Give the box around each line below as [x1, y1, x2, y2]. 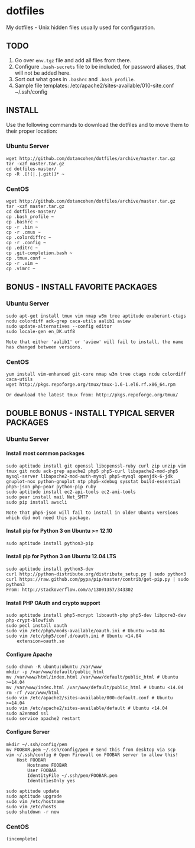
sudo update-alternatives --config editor [6, 323, 112, 329]
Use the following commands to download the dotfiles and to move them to [6, 121, 189, 128]
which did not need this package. [6, 514, 92, 521]
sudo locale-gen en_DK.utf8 [6, 328, 76, 334]
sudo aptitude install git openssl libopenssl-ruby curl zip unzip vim [6, 463, 186, 469]
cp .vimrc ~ [6, 265, 35, 272]
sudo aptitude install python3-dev [6, 566, 94, 572]
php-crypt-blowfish [6, 617, 54, 623]
